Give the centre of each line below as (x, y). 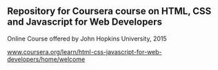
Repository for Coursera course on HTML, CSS (109, 11)
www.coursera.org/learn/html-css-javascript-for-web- (85, 51)
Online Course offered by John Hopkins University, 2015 (87, 38)
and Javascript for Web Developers (85, 22)
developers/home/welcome (46, 59)
